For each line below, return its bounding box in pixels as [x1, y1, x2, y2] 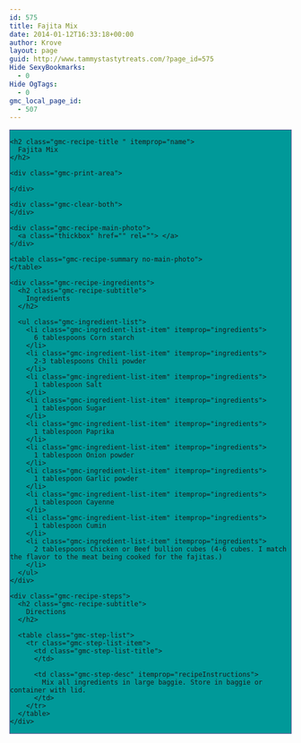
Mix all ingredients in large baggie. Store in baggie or [41, 678, 263, 687]
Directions [25, 608, 67, 617]
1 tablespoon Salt [33, 380, 103, 389]
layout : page [9, 47, 58, 56]
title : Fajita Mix [9, 21, 78, 30]
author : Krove [9, 38, 63, 47]
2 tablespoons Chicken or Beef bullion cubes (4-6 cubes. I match [33, 545, 287, 554]
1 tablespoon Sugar [33, 404, 107, 413]
